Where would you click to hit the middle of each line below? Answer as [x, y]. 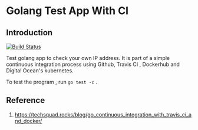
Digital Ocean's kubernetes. [40, 71]
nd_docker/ [28, 121]
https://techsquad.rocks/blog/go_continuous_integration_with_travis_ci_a [103, 114]
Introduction [29, 33]
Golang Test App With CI [67, 11]
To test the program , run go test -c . [52, 82]
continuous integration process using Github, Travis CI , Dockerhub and [93, 64]
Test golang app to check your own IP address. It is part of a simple [88, 58]
